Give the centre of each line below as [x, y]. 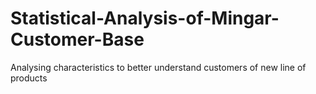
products [29, 78]
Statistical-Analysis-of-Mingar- [145, 18]
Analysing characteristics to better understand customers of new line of [158, 67]
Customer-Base [77, 39]
